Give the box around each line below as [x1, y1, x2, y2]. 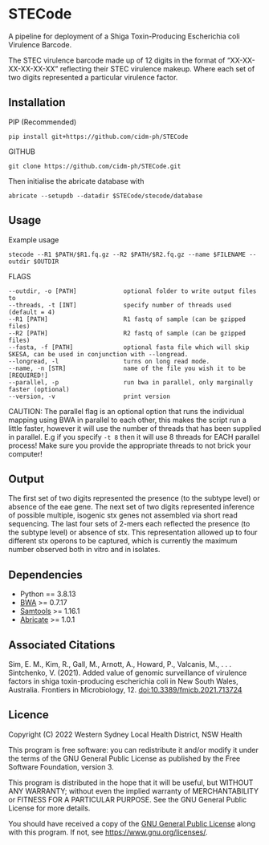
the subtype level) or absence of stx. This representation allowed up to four [8, 527, 258, 538]
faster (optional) [8, 385, 70, 393]
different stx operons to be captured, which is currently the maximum [8, 536, 238, 546]
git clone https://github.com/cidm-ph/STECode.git [8, 162, 181, 170]
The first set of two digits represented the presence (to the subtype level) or [8, 494, 260, 503]
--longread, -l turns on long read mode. [8, 357, 210, 365]
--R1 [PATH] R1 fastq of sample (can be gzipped [8, 315, 247, 323]
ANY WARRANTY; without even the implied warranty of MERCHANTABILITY [8, 786, 259, 795]
